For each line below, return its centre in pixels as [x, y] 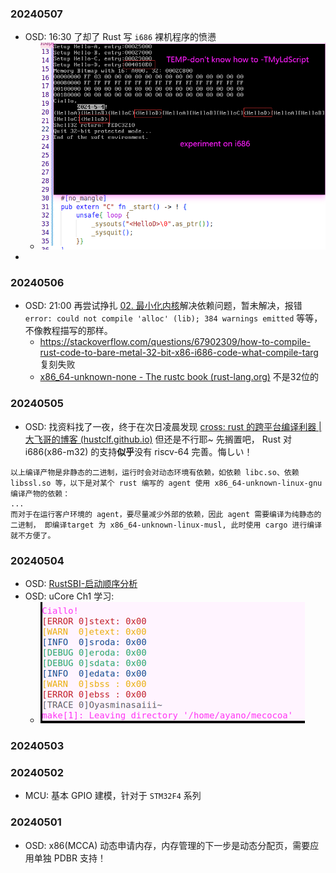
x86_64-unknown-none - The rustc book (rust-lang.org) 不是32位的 [179, 377]
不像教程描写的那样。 [68, 331]
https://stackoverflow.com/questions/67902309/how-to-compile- [175, 342]
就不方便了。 [33, 535]
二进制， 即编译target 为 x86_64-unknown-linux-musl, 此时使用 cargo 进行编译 [166, 525]
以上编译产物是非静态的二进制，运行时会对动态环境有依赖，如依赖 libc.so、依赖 [155, 472]
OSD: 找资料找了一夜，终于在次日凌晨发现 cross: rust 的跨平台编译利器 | [173, 426]
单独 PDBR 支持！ [70, 858]
